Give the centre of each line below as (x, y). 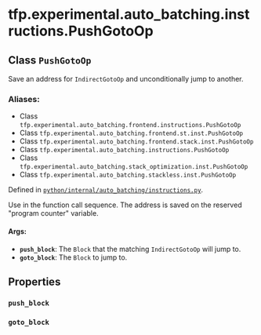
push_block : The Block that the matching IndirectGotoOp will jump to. (130, 249)
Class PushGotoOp (50, 60)
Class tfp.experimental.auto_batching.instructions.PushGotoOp (124, 150)
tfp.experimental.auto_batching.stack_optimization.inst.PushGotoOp (134, 167)
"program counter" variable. (54, 213)
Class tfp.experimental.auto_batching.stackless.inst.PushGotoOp (128, 175)
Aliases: (24, 99)
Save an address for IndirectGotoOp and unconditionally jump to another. (126, 79)
